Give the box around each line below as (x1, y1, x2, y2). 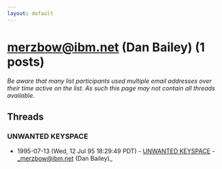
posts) (7, 54, 45, 69)
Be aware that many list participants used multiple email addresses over (7, 77, 212, 85)
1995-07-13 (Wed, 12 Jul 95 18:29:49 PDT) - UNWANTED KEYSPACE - (16, 147, 215, 155)
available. (7, 91, 36, 99)
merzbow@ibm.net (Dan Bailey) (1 (7, 39, 206, 55)
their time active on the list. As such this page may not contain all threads (7, 83, 216, 92)
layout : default (7, 10, 53, 17)
